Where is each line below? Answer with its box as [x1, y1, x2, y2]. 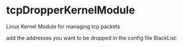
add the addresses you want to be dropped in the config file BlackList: [6, 34, 178, 41]
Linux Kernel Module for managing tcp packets [6, 23, 120, 30]
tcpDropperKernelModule [6, 4, 135, 17]
